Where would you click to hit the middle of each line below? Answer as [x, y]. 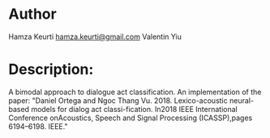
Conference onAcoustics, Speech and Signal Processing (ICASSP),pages [131, 118]
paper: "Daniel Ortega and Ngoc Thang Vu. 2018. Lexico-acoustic [118, 100]
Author [32, 14]
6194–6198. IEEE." [38, 126]
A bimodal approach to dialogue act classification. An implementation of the [135, 92]
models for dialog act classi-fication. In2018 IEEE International [134, 109]
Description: [51, 69]
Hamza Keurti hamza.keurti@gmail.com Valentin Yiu [95, 37]
